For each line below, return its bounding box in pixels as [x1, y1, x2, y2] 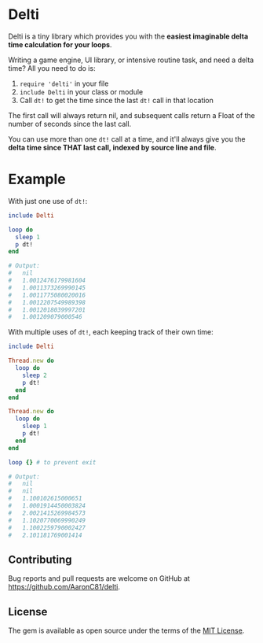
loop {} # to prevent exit [8, 458, 97, 466]
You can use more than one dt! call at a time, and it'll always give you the [8, 134, 246, 143]
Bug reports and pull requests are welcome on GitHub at [8, 574, 191, 583]
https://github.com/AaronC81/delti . [8, 582, 120, 592]
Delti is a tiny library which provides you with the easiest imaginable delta [8, 31, 249, 41]
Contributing [8, 552, 72, 566]
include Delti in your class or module [19, 87, 144, 96]
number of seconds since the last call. [8, 119, 132, 128]
